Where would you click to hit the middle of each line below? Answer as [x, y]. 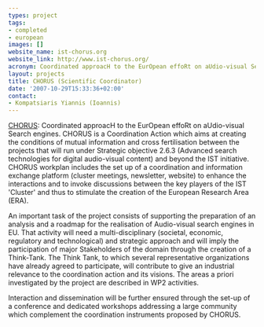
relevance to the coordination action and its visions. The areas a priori [121, 274]
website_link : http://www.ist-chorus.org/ [79, 60]
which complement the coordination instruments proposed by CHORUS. [125, 314]
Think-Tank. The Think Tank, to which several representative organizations [129, 258]
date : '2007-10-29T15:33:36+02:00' [66, 88]
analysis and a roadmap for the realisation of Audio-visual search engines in [131, 224]
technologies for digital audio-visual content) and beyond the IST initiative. [129, 159]
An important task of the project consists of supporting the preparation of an [132, 216]
